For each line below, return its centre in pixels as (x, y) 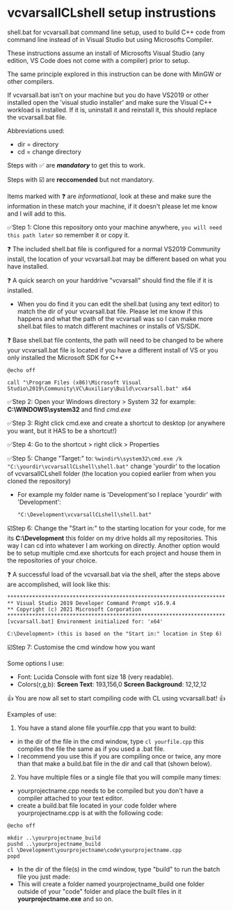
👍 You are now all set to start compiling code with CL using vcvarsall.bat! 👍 (116, 698)
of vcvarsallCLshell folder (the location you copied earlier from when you (112, 473)
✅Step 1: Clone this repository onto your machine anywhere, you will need (115, 227)
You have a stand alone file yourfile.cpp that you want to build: (107, 728)
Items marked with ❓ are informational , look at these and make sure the (110, 196)
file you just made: (44, 877)
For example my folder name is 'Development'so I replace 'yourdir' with (120, 494)
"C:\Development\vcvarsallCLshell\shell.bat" (84, 514)
